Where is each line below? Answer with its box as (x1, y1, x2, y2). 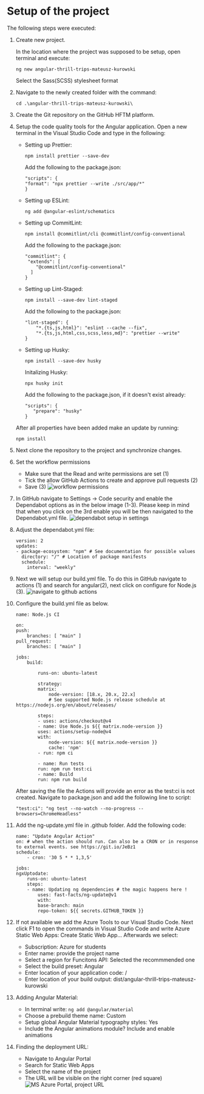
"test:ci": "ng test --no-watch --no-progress (15, 805, 136, 812)
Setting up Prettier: (24, 141, 72, 148)
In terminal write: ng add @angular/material (24, 1005, 134, 1012)
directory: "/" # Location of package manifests (21, 554, 147, 560)
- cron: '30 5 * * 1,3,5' (27, 854, 93, 860)
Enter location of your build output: (24, 975, 112, 983)
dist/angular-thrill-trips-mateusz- (113, 975, 196, 983)
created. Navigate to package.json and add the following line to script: (15, 793, 192, 801)
